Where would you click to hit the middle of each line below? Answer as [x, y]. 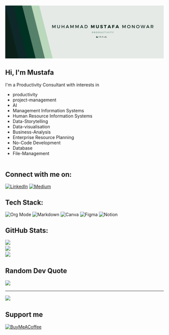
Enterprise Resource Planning [43, 137]
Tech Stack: [24, 202]
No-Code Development [36, 143]
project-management [34, 100]
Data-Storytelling [30, 121]
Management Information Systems [48, 110]
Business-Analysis [32, 132]
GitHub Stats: [27, 230]
